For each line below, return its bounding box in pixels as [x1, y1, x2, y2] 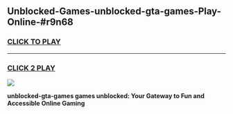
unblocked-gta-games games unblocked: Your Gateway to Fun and [7, 91, 205, 99]
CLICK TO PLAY [7, 37, 61, 47]
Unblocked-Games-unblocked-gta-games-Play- [7, 6, 222, 17]
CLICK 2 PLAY [7, 63, 55, 73]
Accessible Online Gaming [7, 99, 85, 107]
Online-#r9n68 [7, 17, 74, 28]
